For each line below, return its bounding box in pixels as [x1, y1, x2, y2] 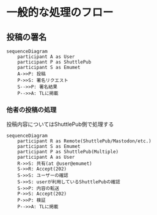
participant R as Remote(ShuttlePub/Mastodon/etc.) [17, 138, 152, 144]
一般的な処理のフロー [6, 5, 114, 20]
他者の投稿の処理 [6, 105, 57, 114]
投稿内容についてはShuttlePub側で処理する [6, 120, 114, 128]
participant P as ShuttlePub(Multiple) [17, 149, 119, 155]
